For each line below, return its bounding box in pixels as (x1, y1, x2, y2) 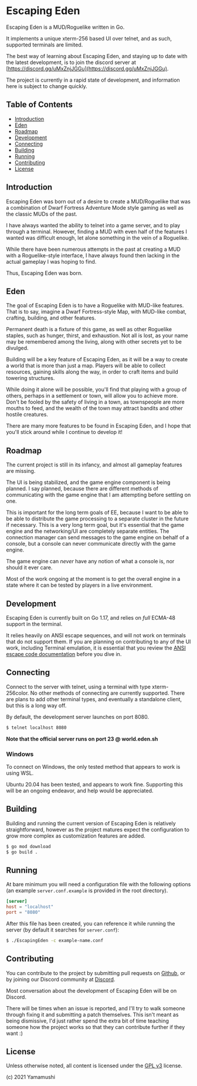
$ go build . (6, 849, 38, 855)
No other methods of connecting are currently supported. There (30, 689, 185, 697)
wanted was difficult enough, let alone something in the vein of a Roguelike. (6, 234, 189, 241)
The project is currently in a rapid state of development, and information (6, 76, 180, 83)
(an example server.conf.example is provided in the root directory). (6, 887, 168, 894)
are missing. (6, 468, 36, 475)
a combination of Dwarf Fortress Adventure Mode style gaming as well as (6, 204, 184, 211)
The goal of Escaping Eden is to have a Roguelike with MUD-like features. (6, 302, 184, 309)
